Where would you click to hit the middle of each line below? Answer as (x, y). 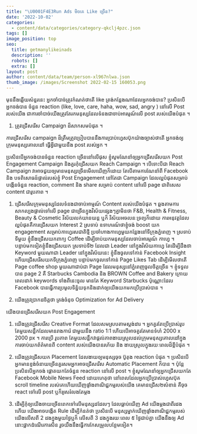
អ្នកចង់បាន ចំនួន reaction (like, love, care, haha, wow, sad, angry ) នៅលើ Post (95, 107)
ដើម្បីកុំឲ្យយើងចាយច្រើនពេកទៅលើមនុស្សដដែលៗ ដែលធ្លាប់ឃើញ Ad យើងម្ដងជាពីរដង (98, 404)
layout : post (22, 72)
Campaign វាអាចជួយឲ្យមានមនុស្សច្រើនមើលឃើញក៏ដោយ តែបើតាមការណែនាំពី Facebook (97, 171)
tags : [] (17, 33)
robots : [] (25, 60)
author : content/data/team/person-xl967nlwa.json (68, 77)
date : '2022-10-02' (30, 17)
